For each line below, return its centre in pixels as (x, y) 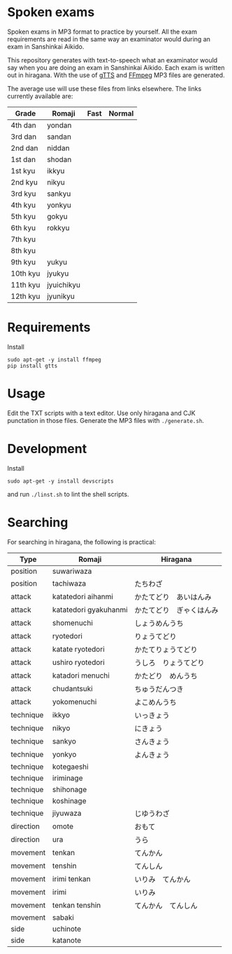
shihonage (70, 789)
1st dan (23, 159)
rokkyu (58, 227)
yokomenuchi (74, 701)
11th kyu (26, 285)
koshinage (69, 800)
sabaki (63, 918)
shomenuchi (72, 623)
